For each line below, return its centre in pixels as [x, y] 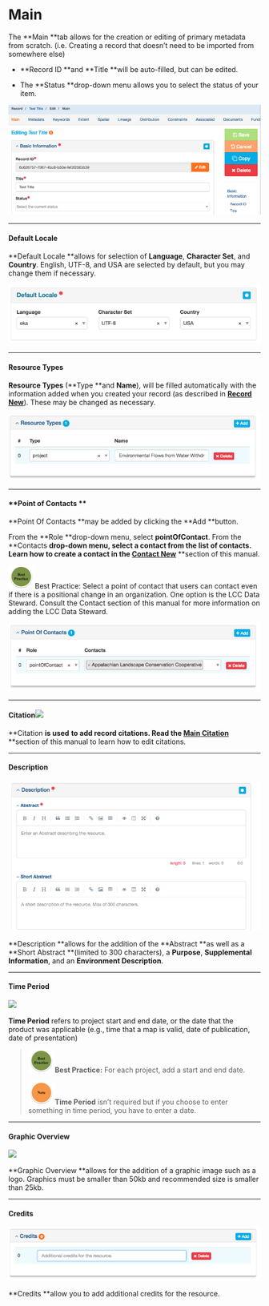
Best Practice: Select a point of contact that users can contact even [146, 585]
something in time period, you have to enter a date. [112, 1110]
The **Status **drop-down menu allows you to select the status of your [139, 85]
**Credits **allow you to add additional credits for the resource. [114, 1294]
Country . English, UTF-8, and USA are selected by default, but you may [127, 264]
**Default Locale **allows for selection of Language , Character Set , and [129, 256]
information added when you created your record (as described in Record [130, 393]
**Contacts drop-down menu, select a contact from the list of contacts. [130, 545]
